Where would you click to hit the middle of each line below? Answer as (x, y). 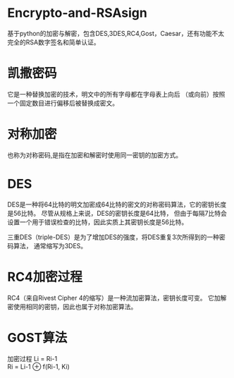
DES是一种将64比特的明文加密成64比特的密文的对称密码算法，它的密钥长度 (117, 204)
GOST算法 (37, 337)
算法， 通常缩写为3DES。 (50, 245)
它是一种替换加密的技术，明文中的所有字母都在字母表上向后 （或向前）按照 (116, 94)
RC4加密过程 (45, 277)
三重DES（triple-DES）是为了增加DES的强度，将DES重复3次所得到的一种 (113, 237)
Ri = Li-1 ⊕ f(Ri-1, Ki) (39, 366)
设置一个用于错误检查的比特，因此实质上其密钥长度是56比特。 (98, 222)
